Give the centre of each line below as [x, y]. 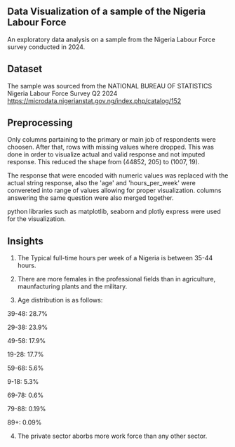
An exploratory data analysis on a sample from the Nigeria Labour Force [111, 39]
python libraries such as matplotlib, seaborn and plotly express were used [114, 212]
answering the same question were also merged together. [90, 198]
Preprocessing [40, 123]
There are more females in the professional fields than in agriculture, [116, 279]
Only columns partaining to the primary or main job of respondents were [112, 140]
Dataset [25, 69]
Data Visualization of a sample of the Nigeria [107, 12]
